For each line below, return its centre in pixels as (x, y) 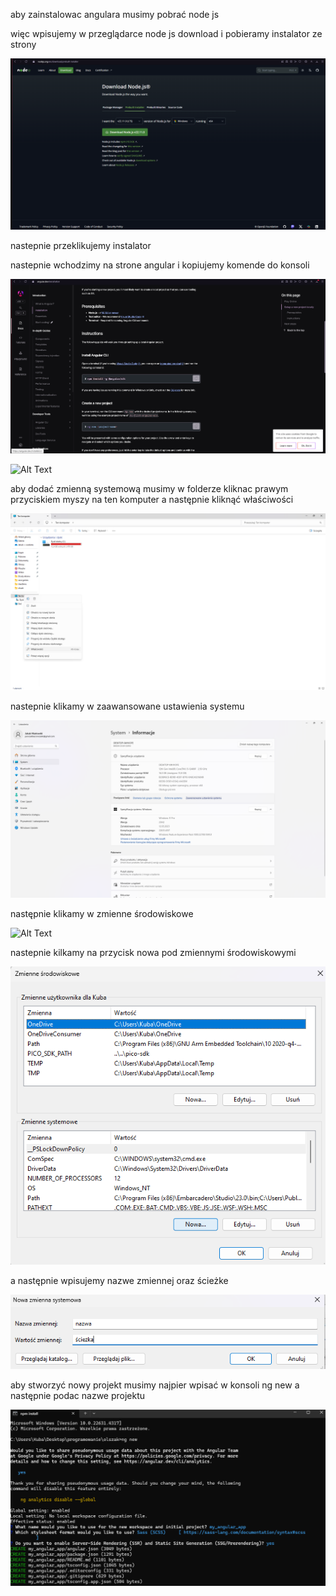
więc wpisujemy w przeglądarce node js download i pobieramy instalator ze (166, 33)
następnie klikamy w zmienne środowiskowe (102, 913)
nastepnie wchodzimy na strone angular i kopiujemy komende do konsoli (160, 265)
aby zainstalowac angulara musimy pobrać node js (115, 14)
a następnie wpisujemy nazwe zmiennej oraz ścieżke (119, 1280)
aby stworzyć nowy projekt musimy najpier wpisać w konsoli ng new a (155, 1385)
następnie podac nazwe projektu (78, 1396)
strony (23, 44)
